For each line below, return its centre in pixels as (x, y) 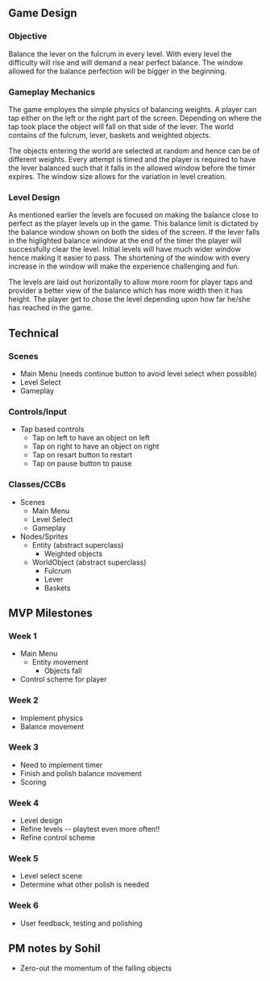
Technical (33, 333)
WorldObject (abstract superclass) (89, 562)
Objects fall (63, 671)
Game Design (43, 13)
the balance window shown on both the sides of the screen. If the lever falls (134, 232)
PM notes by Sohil (54, 948)
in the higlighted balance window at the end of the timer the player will (125, 240)
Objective (28, 36)
